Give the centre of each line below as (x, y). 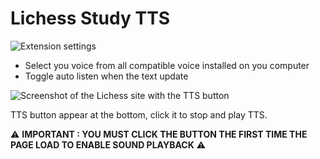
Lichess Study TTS (90, 18)
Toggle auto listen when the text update (106, 76)
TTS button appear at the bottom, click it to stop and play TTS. (139, 114)
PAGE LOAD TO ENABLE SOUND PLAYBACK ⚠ (108, 144)
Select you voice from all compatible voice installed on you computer (167, 65)
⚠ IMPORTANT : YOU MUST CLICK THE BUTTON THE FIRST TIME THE (159, 134)
